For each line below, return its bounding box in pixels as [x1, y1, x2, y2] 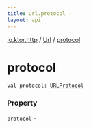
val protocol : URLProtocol [7, 82, 84, 90]
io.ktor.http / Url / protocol [7, 35, 81, 43]
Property [7, 98, 38, 108]
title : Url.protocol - [7, 10, 72, 17]
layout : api [7, 17, 41, 23]
